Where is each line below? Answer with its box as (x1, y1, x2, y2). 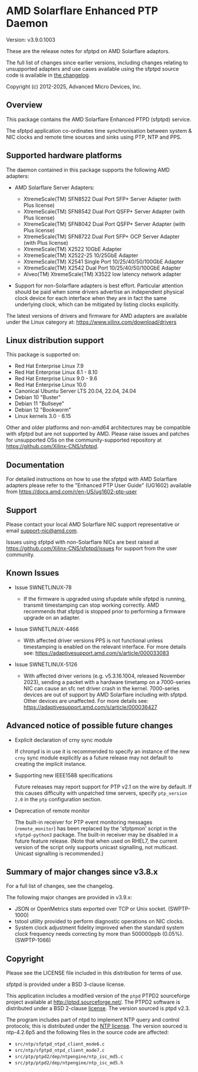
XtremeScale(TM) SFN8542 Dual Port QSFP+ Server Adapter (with (23, 208, 186, 215)
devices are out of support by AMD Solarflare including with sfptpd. (23, 691, 188, 698)
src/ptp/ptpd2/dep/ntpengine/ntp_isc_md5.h (14, 1060, 124, 1066)
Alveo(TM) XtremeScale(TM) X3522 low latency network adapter (23, 270, 181, 278)
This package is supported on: (6, 351, 81, 358)
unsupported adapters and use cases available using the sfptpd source (6, 65, 179, 72)
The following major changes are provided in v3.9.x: (6, 894, 133, 901)
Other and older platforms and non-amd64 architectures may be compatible (6, 424, 191, 431)
